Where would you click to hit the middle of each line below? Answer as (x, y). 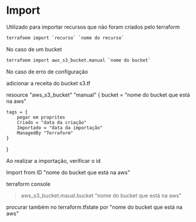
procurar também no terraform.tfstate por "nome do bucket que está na (94, 207)
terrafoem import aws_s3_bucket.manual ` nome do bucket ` (79, 60)
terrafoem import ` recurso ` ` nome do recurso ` (65, 38)
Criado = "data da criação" (52, 122)
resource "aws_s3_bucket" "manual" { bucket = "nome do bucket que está (98, 95)
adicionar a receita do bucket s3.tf (48, 83)
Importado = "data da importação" (60, 128)
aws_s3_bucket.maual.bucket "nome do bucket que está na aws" (101, 195)
